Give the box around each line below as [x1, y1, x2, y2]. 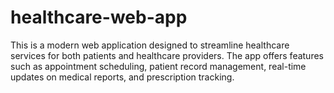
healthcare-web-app [10, 6, 188, 29]
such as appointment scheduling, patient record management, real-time [10, 60, 307, 72]
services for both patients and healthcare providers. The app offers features [10, 49, 324, 61]
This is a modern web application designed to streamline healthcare [10, 39, 290, 51]
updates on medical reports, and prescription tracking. [10, 71, 235, 83]
